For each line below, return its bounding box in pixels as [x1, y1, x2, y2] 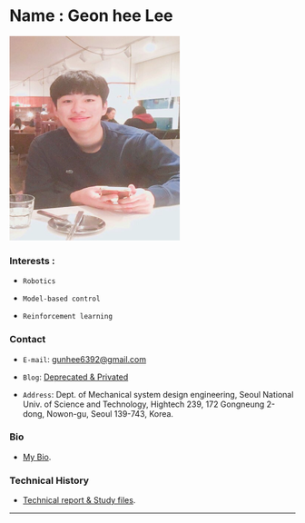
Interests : [9, 254, 55, 267]
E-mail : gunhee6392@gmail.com [22, 353, 147, 364]
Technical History [9, 474, 89, 487]
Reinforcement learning [22, 312, 113, 321]
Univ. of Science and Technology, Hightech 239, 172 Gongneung [22, 399, 265, 410]
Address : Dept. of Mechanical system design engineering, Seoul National [22, 389, 294, 400]
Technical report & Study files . [22, 495, 136, 506]
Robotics [22, 277, 56, 286]
